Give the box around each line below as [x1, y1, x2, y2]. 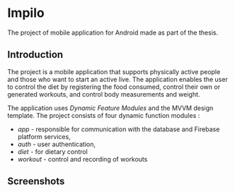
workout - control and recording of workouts [17, 155, 148, 163]
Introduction [7, 49, 64, 61]
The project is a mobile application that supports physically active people [7, 67, 221, 76]
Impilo [7, 5, 45, 21]
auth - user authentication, [17, 140, 96, 148]
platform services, [17, 132, 71, 140]
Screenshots [7, 175, 65, 188]
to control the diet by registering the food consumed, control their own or [7, 83, 221, 91]
